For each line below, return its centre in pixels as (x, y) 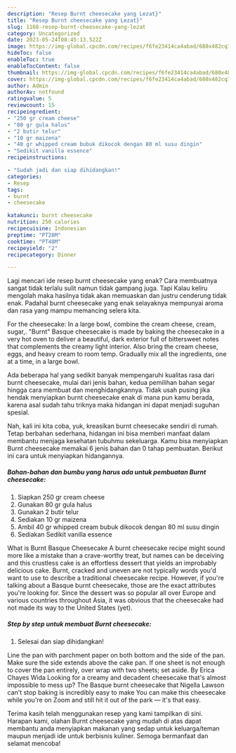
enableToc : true (31, 60)
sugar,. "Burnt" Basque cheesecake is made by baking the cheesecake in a (116, 332)
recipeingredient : (34, 112)
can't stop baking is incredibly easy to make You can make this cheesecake (117, 693)
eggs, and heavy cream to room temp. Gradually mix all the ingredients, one (117, 354)
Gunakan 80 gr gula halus (55, 505)
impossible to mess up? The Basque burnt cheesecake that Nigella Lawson (116, 685)
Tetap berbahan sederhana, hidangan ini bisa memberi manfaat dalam (109, 433)
